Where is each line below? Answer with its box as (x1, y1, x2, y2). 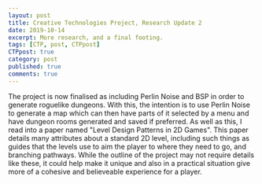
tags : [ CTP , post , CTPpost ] (8, 41, 101, 49)
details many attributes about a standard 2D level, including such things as (8, 133, 250, 142)
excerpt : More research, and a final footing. (8, 33, 164, 42)
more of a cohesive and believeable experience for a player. (8, 167, 202, 176)
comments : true (8, 70, 58, 78)
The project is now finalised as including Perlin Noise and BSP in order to (8, 91, 245, 101)
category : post (8, 56, 58, 64)
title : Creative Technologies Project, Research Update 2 (8, 19, 202, 27)
